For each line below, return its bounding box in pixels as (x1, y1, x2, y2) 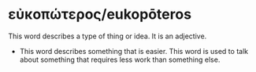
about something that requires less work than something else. (19, 55, 221, 64)
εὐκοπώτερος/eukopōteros (8, 5, 191, 23)
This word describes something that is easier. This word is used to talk (19, 46, 249, 56)
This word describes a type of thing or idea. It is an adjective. (8, 31, 207, 41)
